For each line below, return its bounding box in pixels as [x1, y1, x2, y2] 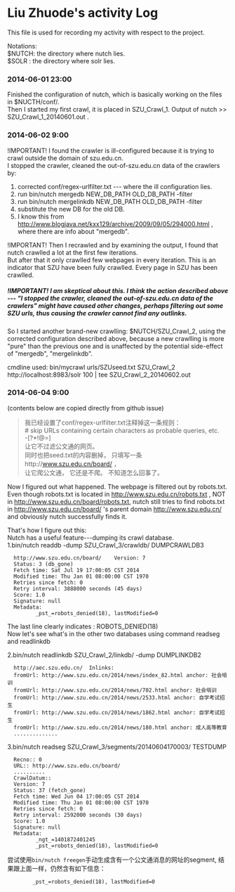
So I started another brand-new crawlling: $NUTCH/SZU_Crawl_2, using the [7, 327, 226, 335]
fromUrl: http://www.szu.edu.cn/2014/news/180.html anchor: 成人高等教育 [13, 724, 227, 731]
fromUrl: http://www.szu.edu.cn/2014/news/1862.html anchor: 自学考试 [13, 709, 220, 716]
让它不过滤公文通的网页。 [24, 441, 99, 451]
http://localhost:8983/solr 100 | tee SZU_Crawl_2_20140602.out [7, 370, 191, 379]
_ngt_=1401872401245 [35, 836, 96, 843]
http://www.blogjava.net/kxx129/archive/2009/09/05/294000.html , [17, 219, 213, 228]
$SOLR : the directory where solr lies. [7, 56, 116, 65]
